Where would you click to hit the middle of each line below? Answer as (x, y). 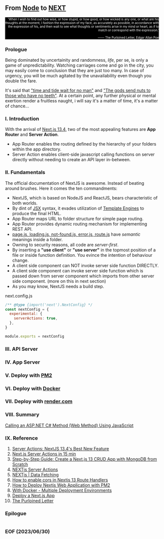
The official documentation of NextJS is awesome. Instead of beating (75, 183)
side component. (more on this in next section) (59, 281)
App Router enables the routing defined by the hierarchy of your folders (84, 144)
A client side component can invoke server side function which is (78, 270)
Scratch (20, 465)
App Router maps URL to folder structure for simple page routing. (78, 219)
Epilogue (16, 513)
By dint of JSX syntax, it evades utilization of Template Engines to (78, 208)
